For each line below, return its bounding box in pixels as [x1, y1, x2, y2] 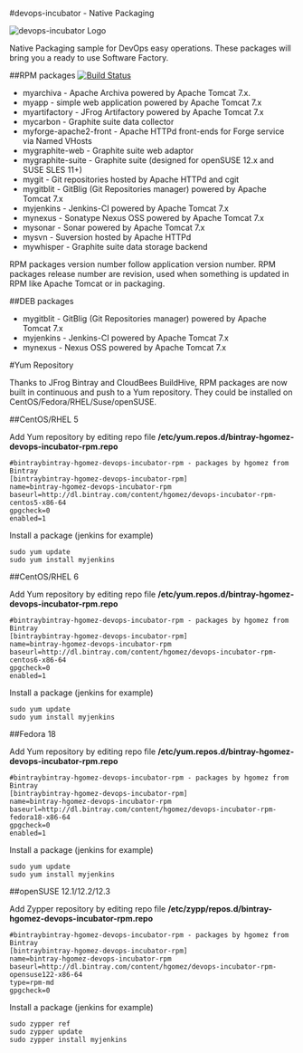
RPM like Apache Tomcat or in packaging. [9, 278, 166, 289]
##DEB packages [9, 296, 74, 306]
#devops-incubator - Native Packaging [9, 8, 155, 18]
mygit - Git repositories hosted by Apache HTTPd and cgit [22, 174, 240, 185]
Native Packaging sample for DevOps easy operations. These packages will [9, 43, 292, 53]
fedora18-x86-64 [9, 813, 71, 822]
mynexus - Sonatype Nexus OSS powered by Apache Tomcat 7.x [22, 213, 265, 223]
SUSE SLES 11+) [22, 165, 83, 175]
